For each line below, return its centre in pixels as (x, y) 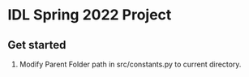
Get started (37, 45)
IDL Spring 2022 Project (90, 15)
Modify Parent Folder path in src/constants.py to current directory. (130, 64)
